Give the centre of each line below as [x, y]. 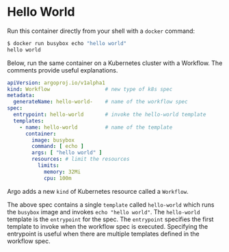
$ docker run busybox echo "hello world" [67, 43]
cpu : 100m [57, 178]
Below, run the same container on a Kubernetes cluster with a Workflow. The [115, 63]
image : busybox [53, 140]
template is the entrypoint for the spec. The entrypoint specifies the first [110, 219]
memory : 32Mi [62, 172]
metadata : [21, 96]
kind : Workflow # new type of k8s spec [90, 89]
